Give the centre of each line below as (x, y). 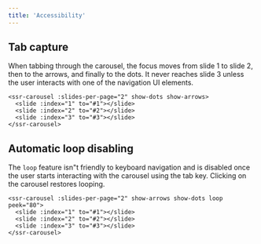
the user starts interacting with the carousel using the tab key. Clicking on (127, 176)
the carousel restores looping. (57, 184)
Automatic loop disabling (71, 149)
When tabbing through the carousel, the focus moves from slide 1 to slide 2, (130, 66)
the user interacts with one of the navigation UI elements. (101, 82)
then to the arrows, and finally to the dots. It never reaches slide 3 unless (126, 75)
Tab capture (39, 47)
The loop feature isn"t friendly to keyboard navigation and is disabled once (129, 168)
